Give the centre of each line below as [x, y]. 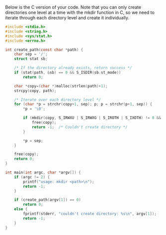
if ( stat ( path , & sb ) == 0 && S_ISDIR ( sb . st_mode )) [68, 73]
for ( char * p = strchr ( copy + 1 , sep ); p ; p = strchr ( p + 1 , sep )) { [83, 104]
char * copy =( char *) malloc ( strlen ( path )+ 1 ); [61, 86]
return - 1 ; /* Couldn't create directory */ [80, 127]
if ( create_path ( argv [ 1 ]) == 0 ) [47, 200]
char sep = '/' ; [31, 54]
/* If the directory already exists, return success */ [73, 68]
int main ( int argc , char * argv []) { [43, 172]
